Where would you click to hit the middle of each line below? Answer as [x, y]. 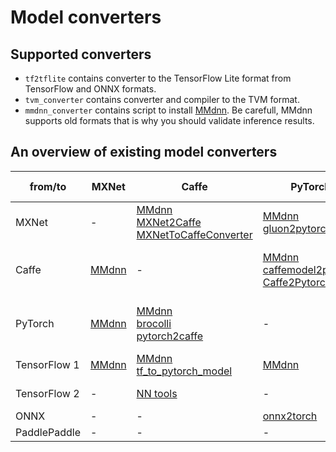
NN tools [157, 393]
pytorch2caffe [170, 336]
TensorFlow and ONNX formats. [90, 89]
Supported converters [81, 54]
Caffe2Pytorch [297, 282]
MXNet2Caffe [169, 222]
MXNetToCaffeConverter [194, 234]
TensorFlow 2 [47, 393]
